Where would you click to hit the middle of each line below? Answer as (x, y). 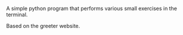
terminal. (17, 15)
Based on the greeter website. (43, 26)
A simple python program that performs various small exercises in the (92, 8)
